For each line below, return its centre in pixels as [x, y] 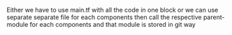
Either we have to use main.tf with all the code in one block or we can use [113, 10]
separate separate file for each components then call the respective [104, 17]
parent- [214, 17]
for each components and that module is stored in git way [113, 24]
